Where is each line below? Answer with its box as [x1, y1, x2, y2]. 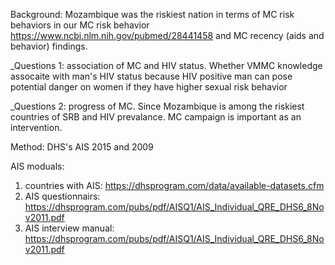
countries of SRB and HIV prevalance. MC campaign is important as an [10, 111, 302, 123]
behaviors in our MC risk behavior [10, 19, 150, 31]
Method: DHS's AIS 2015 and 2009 [10, 141, 154, 153]
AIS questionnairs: [24, 190, 101, 202]
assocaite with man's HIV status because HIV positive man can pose [10, 70, 293, 82]
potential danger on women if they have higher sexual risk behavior [10, 81, 288, 93]
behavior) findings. [10, 40, 88, 52]
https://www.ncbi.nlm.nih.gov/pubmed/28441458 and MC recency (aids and [10, 30, 325, 41]
